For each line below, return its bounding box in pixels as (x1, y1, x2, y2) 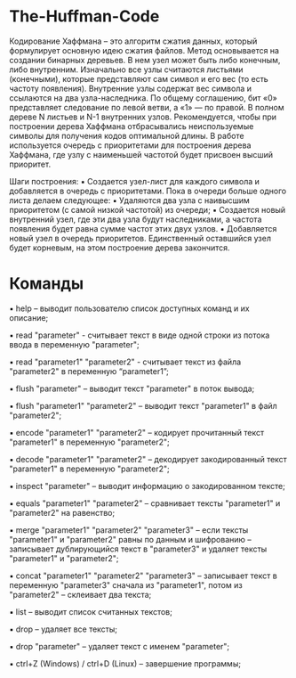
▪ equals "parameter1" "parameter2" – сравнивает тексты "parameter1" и (9, 497, 281, 509)
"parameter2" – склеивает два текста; (9, 589, 152, 600)
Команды (9, 274, 84, 294)
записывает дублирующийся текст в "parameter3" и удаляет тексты (9, 543, 268, 554)
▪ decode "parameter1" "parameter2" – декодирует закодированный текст (9, 453, 287, 464)
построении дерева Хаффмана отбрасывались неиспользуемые (9, 120, 254, 131)
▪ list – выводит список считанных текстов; (9, 606, 173, 617)
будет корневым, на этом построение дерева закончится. (9, 242, 230, 253)
